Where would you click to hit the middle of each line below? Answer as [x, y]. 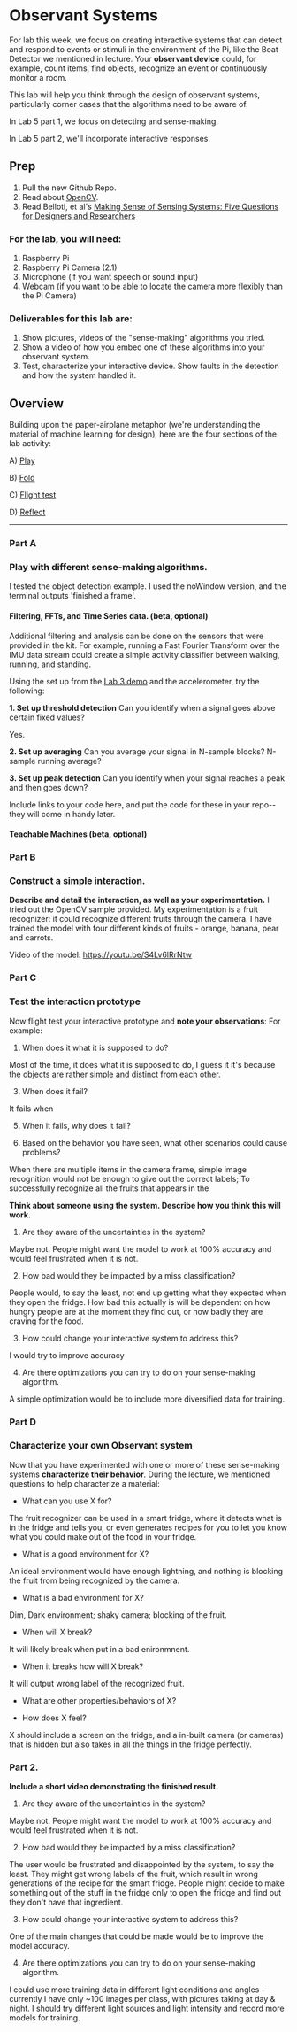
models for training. [45, 2018]
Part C [23, 977]
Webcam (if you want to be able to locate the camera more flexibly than [152, 286]
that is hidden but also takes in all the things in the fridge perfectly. [130, 1744]
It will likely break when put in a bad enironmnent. [99, 1649]
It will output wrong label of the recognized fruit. [97, 1683]
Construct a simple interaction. [77, 881]
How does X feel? [54, 1718]
